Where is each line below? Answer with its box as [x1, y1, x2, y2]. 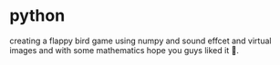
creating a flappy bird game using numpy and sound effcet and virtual [9, 35, 272, 46]
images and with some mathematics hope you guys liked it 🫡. [9, 44, 240, 55]
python [9, 5, 66, 26]
